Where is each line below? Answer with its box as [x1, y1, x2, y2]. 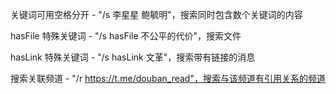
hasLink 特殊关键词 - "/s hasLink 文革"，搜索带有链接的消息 [10, 51, 256, 63]
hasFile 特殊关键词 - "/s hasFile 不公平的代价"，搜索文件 [10, 30, 242, 42]
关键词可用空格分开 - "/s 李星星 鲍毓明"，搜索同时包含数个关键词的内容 [10, 9, 303, 20]
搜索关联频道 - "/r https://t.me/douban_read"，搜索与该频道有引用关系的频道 [10, 73, 326, 84]
